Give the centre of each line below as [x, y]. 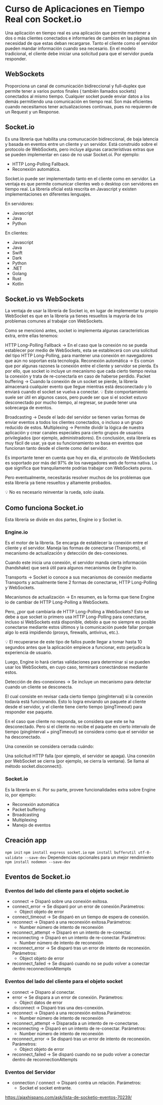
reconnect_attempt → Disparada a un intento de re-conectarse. [75, 1023]
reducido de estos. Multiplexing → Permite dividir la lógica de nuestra [75, 427]
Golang [19, 273]
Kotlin [18, 283]
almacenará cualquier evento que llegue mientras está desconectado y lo [79, 387]
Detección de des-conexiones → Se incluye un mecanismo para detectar [78, 682]
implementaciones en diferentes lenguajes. [48, 194]
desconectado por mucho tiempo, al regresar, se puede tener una [71, 402]
